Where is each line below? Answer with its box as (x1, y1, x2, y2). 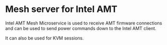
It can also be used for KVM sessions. (5, 35, 84, 41)
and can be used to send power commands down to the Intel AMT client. (5, 25, 156, 31)
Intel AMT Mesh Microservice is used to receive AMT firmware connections (5, 20, 162, 26)
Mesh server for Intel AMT (5, 3, 118, 15)
